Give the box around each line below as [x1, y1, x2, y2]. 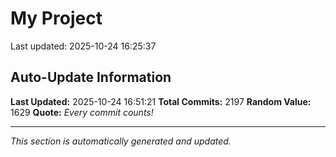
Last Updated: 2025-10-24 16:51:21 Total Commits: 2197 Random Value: [10, 95, 312, 107]
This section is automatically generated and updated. [10, 135, 232, 147]
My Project [10, 7, 103, 30]
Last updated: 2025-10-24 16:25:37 [10, 40, 157, 52]
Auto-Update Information [10, 69, 172, 86]
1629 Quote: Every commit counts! [10, 106, 154, 118]
